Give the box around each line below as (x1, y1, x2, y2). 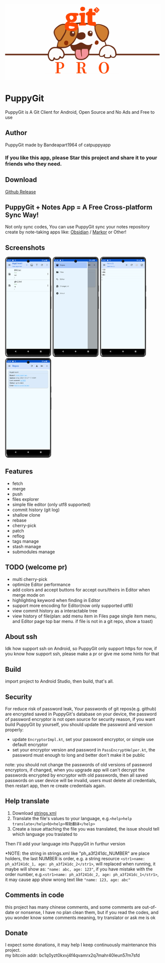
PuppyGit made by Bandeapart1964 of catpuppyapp (5, 142, 111, 148)
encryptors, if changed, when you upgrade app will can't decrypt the (5, 767, 145, 773)
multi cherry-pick (12, 576, 48, 582)
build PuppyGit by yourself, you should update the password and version (5, 721, 153, 727)
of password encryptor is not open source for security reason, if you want (5, 716, 155, 722)
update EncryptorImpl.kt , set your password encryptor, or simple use (12, 736, 154, 742)
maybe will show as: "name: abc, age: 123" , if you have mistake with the (5, 866, 153, 872)
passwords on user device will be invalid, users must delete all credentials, (5, 777, 157, 783)
